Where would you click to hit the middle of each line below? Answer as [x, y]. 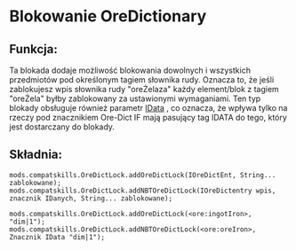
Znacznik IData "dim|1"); [57, 237]
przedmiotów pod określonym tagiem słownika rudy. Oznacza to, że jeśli [142, 80]
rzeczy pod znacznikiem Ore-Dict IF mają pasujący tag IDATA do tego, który [148, 117]
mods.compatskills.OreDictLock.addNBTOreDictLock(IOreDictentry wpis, [143, 191]
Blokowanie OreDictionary [108, 16]
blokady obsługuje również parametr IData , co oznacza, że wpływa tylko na [148, 108]
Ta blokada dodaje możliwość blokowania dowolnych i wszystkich [130, 70]
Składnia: [36, 155]
